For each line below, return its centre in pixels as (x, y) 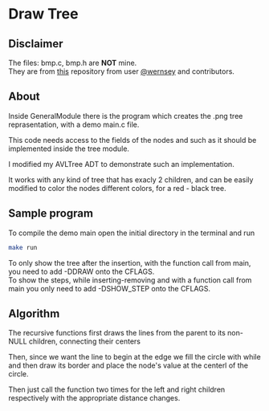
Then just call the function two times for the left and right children (117, 389)
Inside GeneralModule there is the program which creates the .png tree (126, 116)
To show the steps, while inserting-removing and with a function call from (130, 280)
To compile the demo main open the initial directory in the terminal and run (132, 233)
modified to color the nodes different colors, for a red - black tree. (117, 188)
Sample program (51, 214)
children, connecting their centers (84, 341)
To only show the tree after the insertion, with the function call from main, (130, 262)
